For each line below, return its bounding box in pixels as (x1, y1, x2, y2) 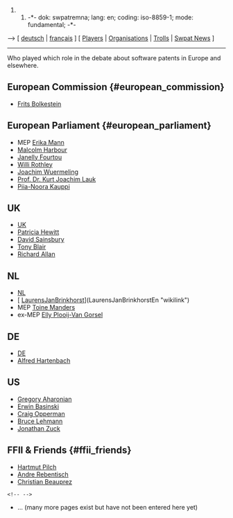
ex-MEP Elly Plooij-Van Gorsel (17, 311, 103, 319)
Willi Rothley (17, 160, 53, 168)
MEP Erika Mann (17, 138, 64, 146)
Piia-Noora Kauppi (17, 182, 71, 190)
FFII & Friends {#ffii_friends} (7, 445, 132, 456)
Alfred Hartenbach (17, 357, 71, 365)
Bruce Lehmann (17, 417, 63, 425)
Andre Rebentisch (17, 470, 69, 479)
